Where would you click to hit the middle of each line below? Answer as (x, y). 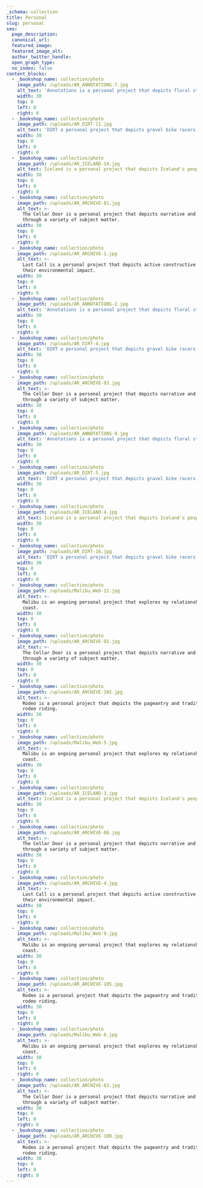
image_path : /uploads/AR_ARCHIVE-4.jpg (67, 883)
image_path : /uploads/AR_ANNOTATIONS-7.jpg (73, 85)
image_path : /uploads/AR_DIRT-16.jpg (65, 551)
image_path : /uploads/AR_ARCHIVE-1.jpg (67, 254)
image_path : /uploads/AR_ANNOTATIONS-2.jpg (73, 304)
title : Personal (27, 18)
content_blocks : (27, 74)
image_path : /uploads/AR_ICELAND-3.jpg (67, 793)
